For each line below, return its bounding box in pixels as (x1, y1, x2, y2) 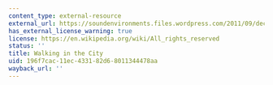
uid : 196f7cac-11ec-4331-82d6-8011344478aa (8, 57, 158, 66)
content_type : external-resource (8, 11, 122, 20)
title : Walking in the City (8, 49, 104, 57)
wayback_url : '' (8, 65, 63, 73)
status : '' (8, 42, 45, 50)
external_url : (8, 19, 57, 28)
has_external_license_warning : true (8, 27, 132, 35)
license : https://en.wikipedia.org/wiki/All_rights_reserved (8, 34, 220, 43)
